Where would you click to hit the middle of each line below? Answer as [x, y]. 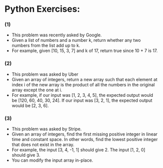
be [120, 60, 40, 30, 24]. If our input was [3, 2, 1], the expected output [82, 100]
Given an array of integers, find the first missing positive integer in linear [84, 134]
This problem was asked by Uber [45, 74]
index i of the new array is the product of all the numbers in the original [83, 84]
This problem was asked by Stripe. [47, 129]
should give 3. [26, 155]
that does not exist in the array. [43, 145]
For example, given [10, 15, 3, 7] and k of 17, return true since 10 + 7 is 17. [84, 51]
